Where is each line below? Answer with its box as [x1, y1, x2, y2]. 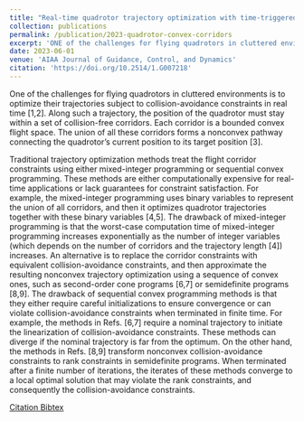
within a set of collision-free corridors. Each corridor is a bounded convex [9, 117, 285, 127]
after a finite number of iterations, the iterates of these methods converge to [9, 365, 293, 376]
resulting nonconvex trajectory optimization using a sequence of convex [9, 268, 279, 280]
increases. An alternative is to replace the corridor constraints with [9, 249, 258, 260]
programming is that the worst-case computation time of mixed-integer [9, 220, 275, 231]
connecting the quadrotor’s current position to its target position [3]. [9, 136, 263, 147]
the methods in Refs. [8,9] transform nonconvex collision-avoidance [9, 345, 263, 357]
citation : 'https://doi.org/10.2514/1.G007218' [9, 64, 193, 73]
